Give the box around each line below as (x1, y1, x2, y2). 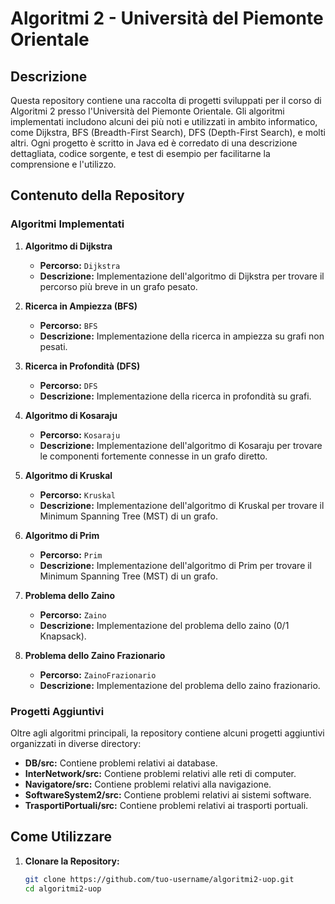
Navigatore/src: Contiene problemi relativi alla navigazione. (24, 778, 272, 790)
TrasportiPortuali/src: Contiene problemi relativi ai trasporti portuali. (24, 799, 309, 811)
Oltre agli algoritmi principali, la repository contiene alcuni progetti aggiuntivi (10, 727, 325, 739)
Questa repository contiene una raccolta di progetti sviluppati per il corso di (10, 95, 322, 106)
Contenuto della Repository (10, 187, 185, 204)
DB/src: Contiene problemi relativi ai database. (24, 757, 218, 769)
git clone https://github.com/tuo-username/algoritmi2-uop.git (24, 874, 295, 884)
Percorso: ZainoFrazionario (39, 668, 157, 681)
